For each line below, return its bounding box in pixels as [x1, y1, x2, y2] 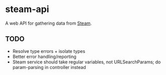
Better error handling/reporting [12, 53, 76, 59]
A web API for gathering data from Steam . [5, 20, 92, 26]
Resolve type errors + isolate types [12, 48, 86, 54]
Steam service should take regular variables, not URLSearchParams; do [12, 59, 161, 65]
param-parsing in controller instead [12, 64, 87, 70]
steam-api [5, 4, 49, 15]
